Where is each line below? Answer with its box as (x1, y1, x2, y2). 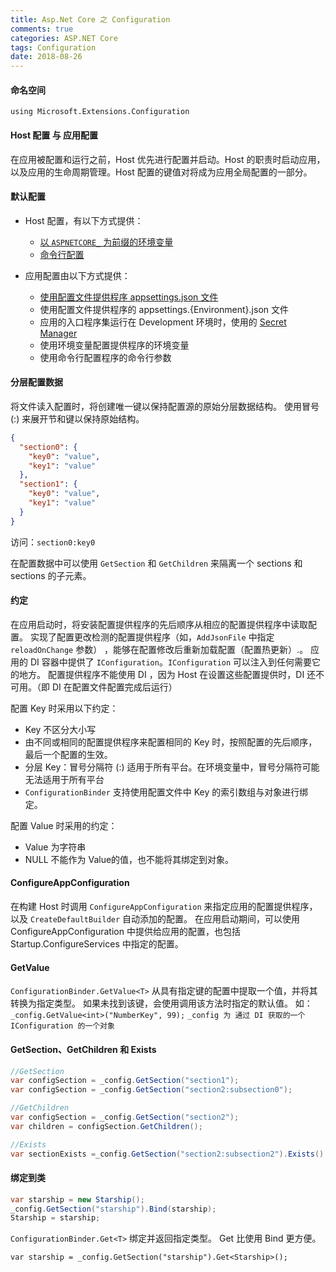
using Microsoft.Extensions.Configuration (10, 107, 190, 117)
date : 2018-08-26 (10, 52, 83, 62)
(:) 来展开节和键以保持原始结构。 (10, 412, 145, 425)
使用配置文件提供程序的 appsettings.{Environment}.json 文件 (39, 303, 289, 315)
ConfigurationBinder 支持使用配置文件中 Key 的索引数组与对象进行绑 (24, 786, 309, 798)
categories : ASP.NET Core (10, 33, 118, 43)
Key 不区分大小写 (24, 723, 97, 735)
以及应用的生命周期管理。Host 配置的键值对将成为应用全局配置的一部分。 (10, 166, 313, 178)
